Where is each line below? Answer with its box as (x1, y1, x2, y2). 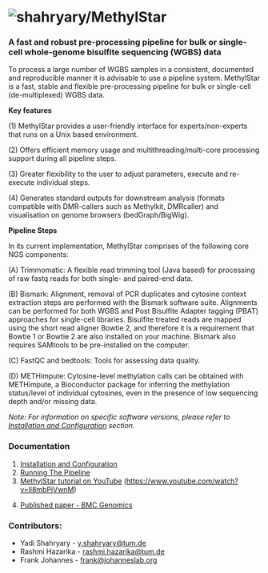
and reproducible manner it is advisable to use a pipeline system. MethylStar (8, 73, 261, 83)
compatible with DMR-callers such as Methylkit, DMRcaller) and (8, 202, 218, 211)
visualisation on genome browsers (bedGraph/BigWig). (8, 210, 190, 220)
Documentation (8, 441, 70, 452)
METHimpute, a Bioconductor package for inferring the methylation (8, 380, 230, 390)
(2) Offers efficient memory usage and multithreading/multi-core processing (8, 145, 260, 155)
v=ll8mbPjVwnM (19, 484, 74, 494)
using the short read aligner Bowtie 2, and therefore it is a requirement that (8, 323, 254, 333)
